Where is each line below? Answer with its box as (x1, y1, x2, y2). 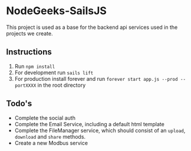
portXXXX (14, 83, 37, 88)
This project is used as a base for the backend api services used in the (6, 24, 178, 31)
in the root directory (37, 81, 86, 88)
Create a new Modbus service (14, 139, 88, 146)
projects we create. (6, 29, 53, 37)
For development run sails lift (14, 69, 94, 76)
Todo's (6, 99, 32, 109)
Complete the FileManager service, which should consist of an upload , (14, 127, 186, 134)
